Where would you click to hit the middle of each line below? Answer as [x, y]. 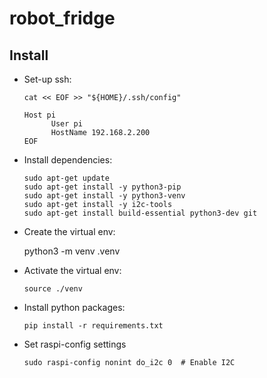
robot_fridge [62, 18]
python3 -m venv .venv [72, 251]
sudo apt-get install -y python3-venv [104, 196]
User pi [66, 124]
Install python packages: [74, 307]
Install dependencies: [68, 160]
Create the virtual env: [69, 231]
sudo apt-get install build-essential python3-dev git [140, 213]
